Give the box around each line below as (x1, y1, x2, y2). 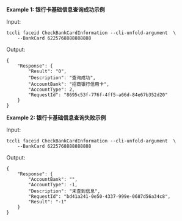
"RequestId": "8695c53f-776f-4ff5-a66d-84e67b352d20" (28, 92, 168, 98)
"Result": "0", (28, 68, 67, 74)
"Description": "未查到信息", (28, 188, 101, 194)
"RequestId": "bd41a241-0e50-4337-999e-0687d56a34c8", (28, 194, 171, 200)
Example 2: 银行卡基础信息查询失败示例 (6, 114, 106, 121)
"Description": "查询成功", (28, 75, 96, 81)
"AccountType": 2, (28, 86, 75, 93)
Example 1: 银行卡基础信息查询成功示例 (6, 6, 105, 13)
